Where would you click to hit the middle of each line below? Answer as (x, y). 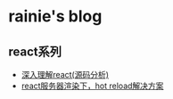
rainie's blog (55, 16)
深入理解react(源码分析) (65, 74)
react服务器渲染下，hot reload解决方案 (92, 86)
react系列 (35, 51)
